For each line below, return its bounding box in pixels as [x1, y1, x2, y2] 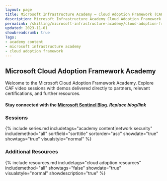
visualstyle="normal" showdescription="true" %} [5, 170, 106, 176]
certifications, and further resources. [5, 90, 81, 96]
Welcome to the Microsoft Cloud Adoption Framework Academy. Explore [5, 80, 154, 86]
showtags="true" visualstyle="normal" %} [5, 136, 92, 142]
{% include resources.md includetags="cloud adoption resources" [5, 159, 142, 166]
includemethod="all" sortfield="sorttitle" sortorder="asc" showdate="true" [5, 131, 159, 136]
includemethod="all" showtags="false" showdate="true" [5, 165, 122, 171]
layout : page [5, 7, 32, 12]
